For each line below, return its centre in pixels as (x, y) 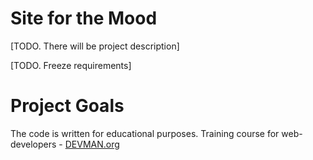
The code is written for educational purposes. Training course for (145, 133)
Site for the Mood (84, 18)
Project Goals (67, 106)
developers (33, 144)
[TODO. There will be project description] (95, 46)
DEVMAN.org (92, 144)
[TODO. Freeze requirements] (71, 65)
